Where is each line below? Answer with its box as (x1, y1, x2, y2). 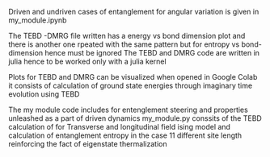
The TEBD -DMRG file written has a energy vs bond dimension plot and (8, 31, 246, 40)
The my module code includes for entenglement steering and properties (8, 105, 248, 114)
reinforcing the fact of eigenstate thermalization (8, 139, 167, 148)
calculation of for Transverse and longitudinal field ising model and (8, 122, 230, 131)
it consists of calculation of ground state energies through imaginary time (8, 81, 253, 90)
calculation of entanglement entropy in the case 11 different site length (8, 130, 243, 140)
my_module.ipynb (8, 15, 67, 25)
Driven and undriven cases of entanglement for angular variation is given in (8, 7, 259, 16)
